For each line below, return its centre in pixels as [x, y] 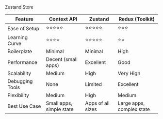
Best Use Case [24, 106]
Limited [94, 84]
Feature [24, 19]
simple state [60, 109]
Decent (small [62, 59]
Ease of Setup [24, 28]
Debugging [20, 81]
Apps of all [98, 103]
